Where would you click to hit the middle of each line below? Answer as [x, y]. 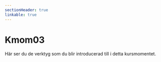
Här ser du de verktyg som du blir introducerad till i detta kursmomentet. [80, 54]
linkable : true [21, 15]
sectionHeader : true [27, 10]
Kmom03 [25, 40]
